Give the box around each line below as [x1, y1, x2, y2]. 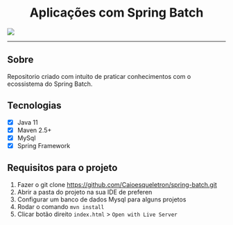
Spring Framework [17, 141, 71, 150]
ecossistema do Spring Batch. [7, 80, 93, 88]
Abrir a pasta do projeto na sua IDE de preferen [17, 188, 153, 196]
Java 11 [17, 118, 38, 126]
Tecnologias [7, 100, 62, 111]
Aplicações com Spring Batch [29, 5, 204, 21]
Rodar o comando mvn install [17, 202, 105, 210]
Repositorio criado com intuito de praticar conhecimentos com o [7, 72, 191, 80]
